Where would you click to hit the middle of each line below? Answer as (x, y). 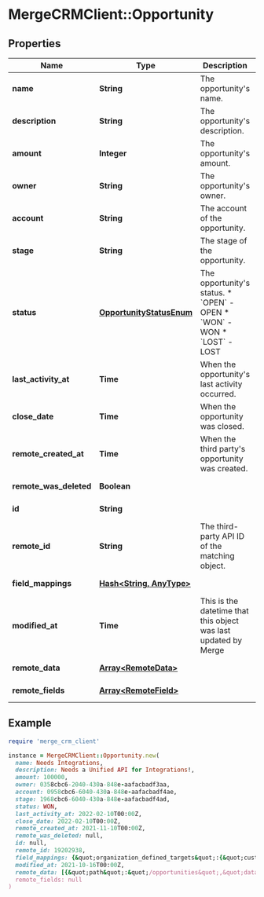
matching (217, 556)
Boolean (115, 486)
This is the (219, 601)
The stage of (224, 241)
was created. (224, 469)
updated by (221, 640)
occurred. (218, 394)
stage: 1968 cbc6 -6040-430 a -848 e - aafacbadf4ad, (93, 799)
